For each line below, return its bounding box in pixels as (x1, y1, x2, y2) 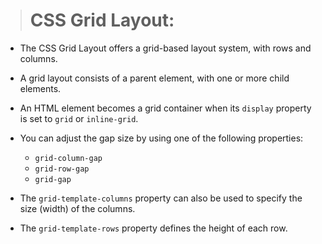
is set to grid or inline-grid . (19, 112, 139, 124)
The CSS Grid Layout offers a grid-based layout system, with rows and (19, 42, 312, 54)
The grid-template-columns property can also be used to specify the (19, 192, 303, 204)
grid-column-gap (34, 153, 103, 163)
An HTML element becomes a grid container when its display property (19, 102, 312, 114)
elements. (19, 82, 62, 94)
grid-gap (34, 174, 72, 184)
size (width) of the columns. (19, 202, 136, 214)
